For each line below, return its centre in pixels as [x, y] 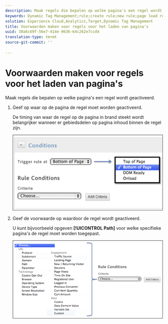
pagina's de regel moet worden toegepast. [56, 234]
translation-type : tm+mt [31, 37]
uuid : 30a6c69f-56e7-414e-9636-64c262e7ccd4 [52, 32]
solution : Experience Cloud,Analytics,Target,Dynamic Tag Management [79, 21]
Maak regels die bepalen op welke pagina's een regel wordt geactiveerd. [80, 97]
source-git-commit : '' [29, 43]
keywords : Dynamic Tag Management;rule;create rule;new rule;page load [81, 16]
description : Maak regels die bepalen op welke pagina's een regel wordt [84, 11]
